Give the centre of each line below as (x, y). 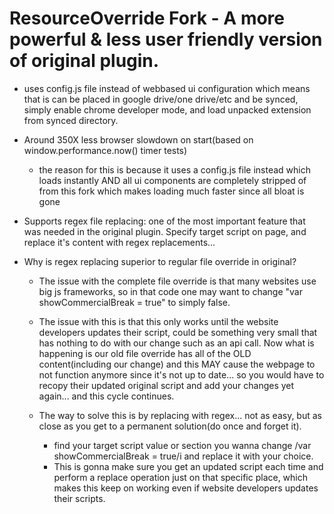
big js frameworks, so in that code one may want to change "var (170, 291)
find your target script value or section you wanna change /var (182, 445)
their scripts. (79, 498)
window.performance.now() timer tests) (105, 150)
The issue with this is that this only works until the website (158, 321)
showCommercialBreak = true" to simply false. (134, 302)
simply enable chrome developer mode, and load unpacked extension (167, 109)
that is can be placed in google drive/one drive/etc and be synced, (161, 99)
